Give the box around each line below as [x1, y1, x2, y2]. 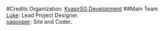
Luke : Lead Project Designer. [6, 12, 79, 19]
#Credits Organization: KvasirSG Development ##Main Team [6, 5, 159, 12]
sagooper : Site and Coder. [6, 18, 72, 25]
